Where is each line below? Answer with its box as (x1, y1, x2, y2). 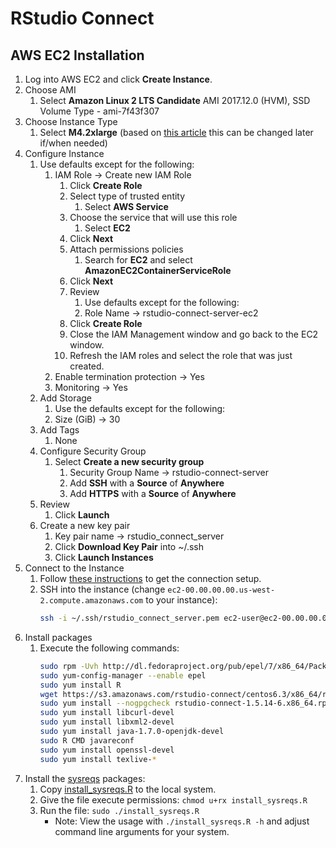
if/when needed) (39, 137, 108, 149)
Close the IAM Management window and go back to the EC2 (69, 328, 319, 340)
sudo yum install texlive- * (39, 754, 157, 764)
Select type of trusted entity (69, 190, 186, 202)
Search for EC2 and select (84, 254, 193, 266)
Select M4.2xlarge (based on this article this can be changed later (39, 127, 314, 138)
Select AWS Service (84, 201, 169, 212)
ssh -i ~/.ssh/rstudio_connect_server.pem (39, 613, 220, 623)
